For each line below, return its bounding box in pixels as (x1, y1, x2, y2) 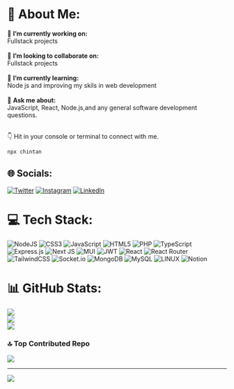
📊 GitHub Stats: (7, 280, 102, 296)
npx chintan (7, 148, 42, 155)
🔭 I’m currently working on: (7, 29, 88, 38)
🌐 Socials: (7, 167, 53, 180)
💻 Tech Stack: (7, 212, 93, 227)
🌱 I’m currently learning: (7, 73, 79, 82)
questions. (7, 111, 38, 119)
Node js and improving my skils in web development (7, 81, 157, 89)
